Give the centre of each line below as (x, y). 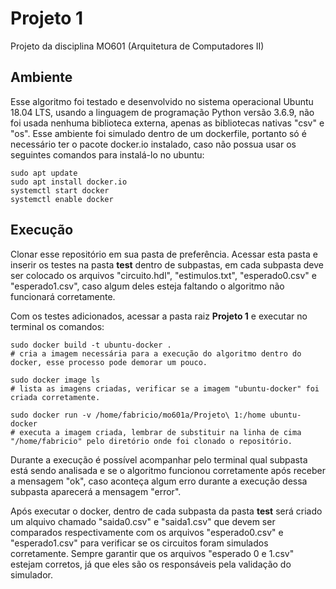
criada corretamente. (55, 397)
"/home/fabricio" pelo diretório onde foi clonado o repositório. (151, 441)
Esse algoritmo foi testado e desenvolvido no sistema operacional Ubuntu (162, 101)
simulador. (31, 574)
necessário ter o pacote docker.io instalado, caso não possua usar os (153, 144)
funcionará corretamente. (63, 296)
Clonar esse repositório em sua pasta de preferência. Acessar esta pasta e (164, 254)
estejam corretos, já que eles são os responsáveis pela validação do (151, 564)
